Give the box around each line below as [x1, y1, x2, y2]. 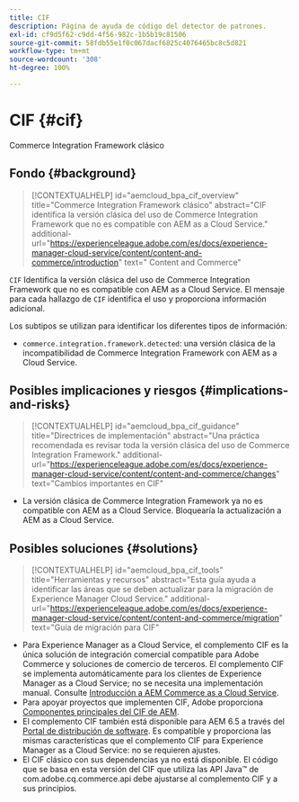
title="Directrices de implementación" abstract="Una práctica [31, 430, 260, 441]
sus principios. [22, 783, 77, 794]
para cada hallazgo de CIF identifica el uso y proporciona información [9, 293, 267, 304]
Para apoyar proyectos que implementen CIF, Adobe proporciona [22, 697, 263, 707]
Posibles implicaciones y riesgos [9, 383, 198, 399]
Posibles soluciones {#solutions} [9, 541, 199, 556]
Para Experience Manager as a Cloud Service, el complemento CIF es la [22, 640, 289, 651]
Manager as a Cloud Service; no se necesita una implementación [22, 678, 263, 689]
